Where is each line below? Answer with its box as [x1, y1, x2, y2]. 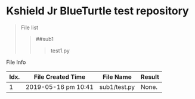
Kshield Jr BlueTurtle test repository [6, 4, 189, 18]
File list [20, 24, 39, 31]
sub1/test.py [99, 82, 135, 91]
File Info [6, 58, 26, 66]
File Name [102, 73, 132, 81]
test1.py [50, 47, 70, 54]
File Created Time [33, 73, 85, 81]
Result [140, 73, 160, 81]
